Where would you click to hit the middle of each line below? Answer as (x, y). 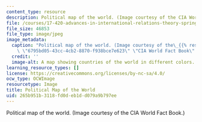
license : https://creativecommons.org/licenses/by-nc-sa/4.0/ (86, 73)
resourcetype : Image (32, 85)
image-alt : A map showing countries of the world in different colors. (103, 62)
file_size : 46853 (28, 29)
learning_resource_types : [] (43, 68)
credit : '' (25, 56)
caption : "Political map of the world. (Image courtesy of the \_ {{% (99, 46)
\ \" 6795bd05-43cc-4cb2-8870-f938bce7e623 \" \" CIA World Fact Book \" (106, 51)
